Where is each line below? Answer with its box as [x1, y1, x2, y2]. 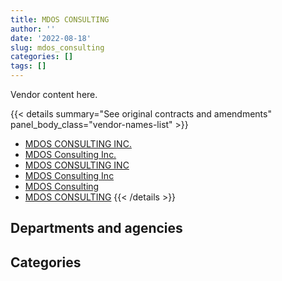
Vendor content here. [10, 89, 98, 100]
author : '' [10, 24, 56, 34]
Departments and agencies [10, 220, 183, 237]
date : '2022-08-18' [10, 33, 92, 43]
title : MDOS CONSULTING [10, 14, 110, 25]
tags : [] [10, 61, 47, 71]
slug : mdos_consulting [10, 42, 105, 53]
